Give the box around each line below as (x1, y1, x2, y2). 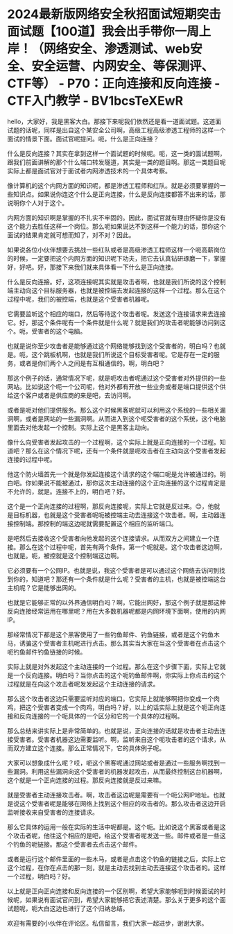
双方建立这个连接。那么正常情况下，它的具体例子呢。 (12, 743, 165, 752)
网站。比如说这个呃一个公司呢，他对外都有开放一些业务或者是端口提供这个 (7, 382, 220, 390)
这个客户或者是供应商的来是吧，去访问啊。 (12, 391, 135, 399)
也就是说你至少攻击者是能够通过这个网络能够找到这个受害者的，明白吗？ (7, 341, 214, 350)
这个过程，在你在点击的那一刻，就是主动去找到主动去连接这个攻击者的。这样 (7, 863, 226, 872)
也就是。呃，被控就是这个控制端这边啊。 (7, 551, 123, 560)
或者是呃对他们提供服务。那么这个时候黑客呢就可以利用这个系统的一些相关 (7, 406, 220, 414)
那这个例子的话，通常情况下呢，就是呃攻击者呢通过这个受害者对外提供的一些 (7, 374, 226, 382)
